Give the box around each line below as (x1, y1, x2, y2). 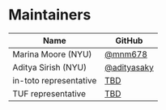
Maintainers (8, 6, 92, 24)
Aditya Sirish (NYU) (12, 61, 87, 73)
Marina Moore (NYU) (12, 49, 92, 60)
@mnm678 (104, 49, 148, 60)
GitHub (115, 35, 143, 46)
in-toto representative (12, 74, 97, 86)
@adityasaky (104, 61, 154, 73)
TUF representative (12, 87, 87, 99)
